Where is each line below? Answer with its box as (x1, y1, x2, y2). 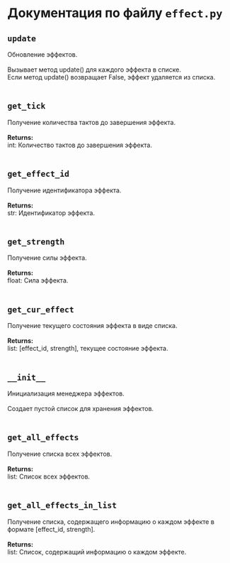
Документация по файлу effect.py (7, 5, 223, 21)
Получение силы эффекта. (7, 253, 87, 262)
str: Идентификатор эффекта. (7, 208, 96, 217)
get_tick (7, 101, 46, 111)
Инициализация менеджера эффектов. (7, 389, 125, 398)
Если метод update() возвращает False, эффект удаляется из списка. (7, 73, 216, 81)
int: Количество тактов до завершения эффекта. (7, 141, 152, 149)
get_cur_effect (7, 304, 74, 315)
